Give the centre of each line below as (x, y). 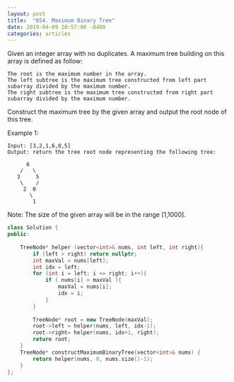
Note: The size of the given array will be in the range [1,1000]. (96, 215)
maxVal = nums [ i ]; (85, 287)
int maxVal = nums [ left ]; (71, 261)
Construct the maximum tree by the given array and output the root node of (117, 112)
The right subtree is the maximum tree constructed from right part (110, 92)
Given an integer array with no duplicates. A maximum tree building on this (116, 54)
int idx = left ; (57, 267)
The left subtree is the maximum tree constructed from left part (107, 80)
